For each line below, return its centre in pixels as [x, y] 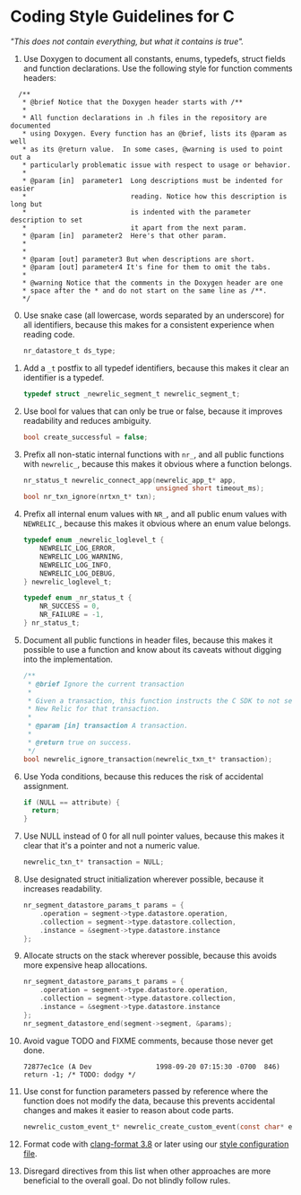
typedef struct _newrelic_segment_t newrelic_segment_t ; [132, 394]
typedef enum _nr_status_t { [77, 598]
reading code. [49, 334]
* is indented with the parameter [137, 212]
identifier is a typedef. [64, 377]
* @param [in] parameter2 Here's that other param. [125, 235]
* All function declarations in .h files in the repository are [145, 118]
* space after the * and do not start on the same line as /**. [145, 290]
